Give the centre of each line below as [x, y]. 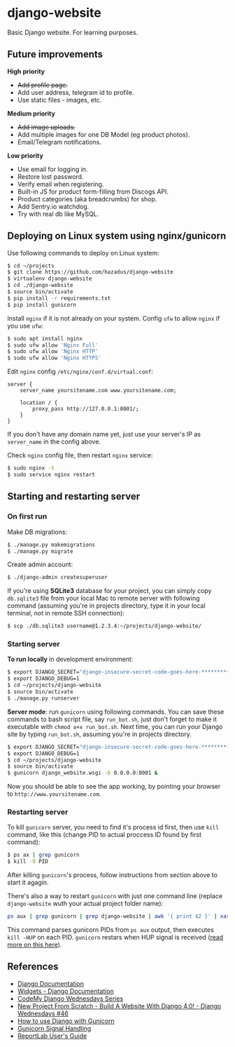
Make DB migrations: [37, 532]
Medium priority [31, 113]
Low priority [25, 155]
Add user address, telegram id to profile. [76, 92]
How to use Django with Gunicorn [66, 1021]
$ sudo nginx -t [31, 468]
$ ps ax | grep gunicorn [43, 855]
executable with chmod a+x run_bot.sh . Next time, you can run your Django [115, 726]
